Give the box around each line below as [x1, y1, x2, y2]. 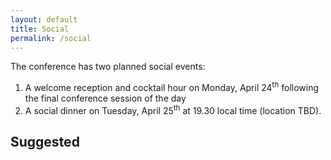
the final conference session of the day [24, 92, 187, 105]
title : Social [10, 24, 70, 34]
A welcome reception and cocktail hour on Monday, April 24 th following [24, 80, 320, 94]
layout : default [10, 14, 78, 25]
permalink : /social [10, 33, 92, 43]
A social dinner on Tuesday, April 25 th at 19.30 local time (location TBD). [24, 103, 322, 116]
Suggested [10, 134, 80, 151]
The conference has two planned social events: [10, 61, 206, 73]
